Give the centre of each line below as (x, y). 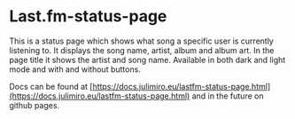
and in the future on (228, 96)
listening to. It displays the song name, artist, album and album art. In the (142, 50)
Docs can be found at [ (51, 86)
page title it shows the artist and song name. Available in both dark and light (147, 59)
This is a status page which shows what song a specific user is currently (142, 41)
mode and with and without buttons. (75, 69)
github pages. (35, 105)
